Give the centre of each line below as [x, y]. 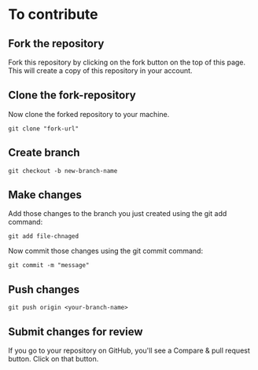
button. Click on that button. [53, 359]
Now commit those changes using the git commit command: [105, 251]
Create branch [44, 153]
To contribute [53, 15]
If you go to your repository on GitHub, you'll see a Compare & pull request [129, 350]
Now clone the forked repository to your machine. [89, 114]
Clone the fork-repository [72, 95]
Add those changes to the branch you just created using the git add [118, 214]
